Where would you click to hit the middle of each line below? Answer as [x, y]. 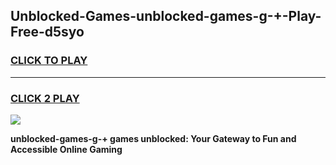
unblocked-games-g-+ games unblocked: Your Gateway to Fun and [153, 138]
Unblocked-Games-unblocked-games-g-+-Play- [166, 16]
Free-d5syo [47, 32]
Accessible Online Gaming [66, 149]
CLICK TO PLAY [49, 61]
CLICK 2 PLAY [45, 98]
